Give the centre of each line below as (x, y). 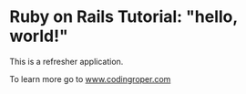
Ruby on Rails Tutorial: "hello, (124, 17)
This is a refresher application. (67, 61)
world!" (39, 36)
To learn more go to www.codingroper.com (90, 78)
